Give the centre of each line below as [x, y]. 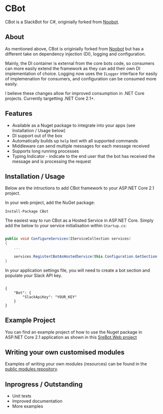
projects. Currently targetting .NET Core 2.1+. [50, 98]
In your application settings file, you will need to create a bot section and [78, 270]
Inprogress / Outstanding [44, 384]
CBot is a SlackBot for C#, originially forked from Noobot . [62, 22]
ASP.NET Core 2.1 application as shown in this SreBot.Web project [71, 337]
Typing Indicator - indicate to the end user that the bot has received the [83, 156]
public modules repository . [32, 369]
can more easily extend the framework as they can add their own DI [73, 68]
